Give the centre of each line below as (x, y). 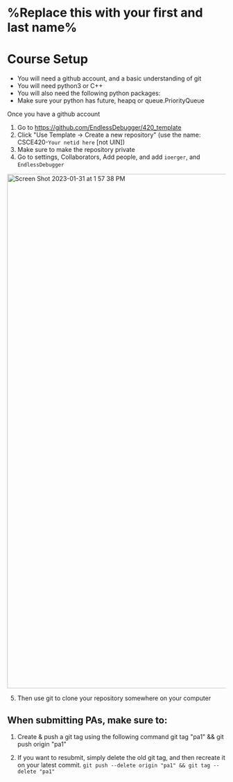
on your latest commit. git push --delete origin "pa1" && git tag (114, 765)
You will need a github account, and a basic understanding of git (109, 78)
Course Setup (48, 59)
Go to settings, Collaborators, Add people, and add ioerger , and (109, 157)
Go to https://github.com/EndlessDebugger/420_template (99, 128)
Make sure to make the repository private (76, 150)
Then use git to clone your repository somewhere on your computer (114, 698)
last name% (42, 27)
